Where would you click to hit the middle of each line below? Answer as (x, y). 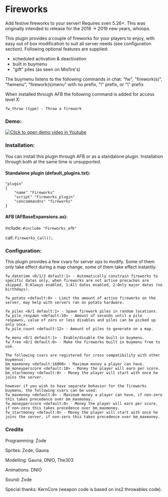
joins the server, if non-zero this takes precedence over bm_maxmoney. (83, 417)
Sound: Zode (19, 479)
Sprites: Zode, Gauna (27, 450)
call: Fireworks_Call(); (29, 238)
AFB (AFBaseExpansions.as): (36, 217)
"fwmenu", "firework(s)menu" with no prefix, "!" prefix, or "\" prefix (74, 84)
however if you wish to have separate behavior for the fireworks (76, 386)
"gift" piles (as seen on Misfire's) (46, 69)
